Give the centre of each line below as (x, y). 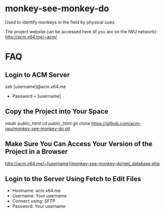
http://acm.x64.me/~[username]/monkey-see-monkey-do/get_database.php (82, 163)
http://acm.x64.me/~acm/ (31, 37)
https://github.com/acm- (116, 123)
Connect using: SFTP (34, 201)
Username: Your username (39, 196)
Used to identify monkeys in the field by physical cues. (60, 22)
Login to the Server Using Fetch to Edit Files (73, 179)
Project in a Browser (36, 152)
